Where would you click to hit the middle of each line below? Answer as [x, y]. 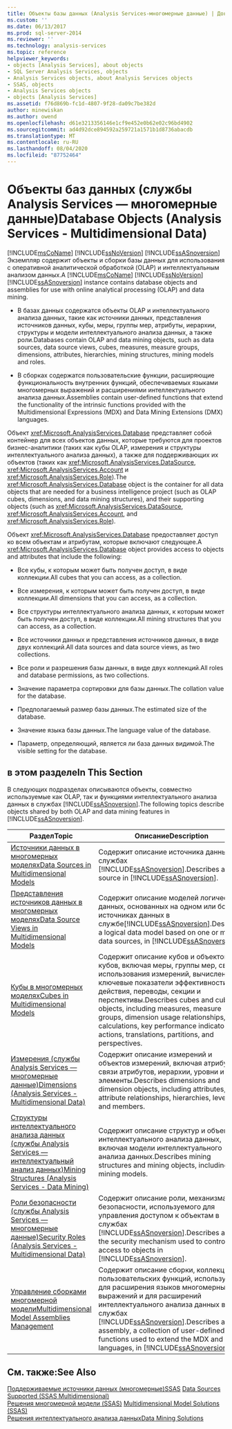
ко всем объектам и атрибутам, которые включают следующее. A [105, 541]
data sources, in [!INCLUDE [143, 941]
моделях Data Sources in [51, 865]
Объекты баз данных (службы [99, 189]
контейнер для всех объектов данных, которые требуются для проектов [115, 440]
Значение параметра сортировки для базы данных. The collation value [120, 688]
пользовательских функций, [146, 1278]
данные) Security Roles [48, 1237]
